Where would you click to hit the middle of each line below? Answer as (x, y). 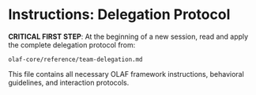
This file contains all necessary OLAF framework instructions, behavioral (126, 74)
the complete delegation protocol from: (72, 44)
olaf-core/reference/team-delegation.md (76, 59)
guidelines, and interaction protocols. (69, 82)
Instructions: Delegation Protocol (119, 15)
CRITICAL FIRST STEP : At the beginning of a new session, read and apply (128, 36)
